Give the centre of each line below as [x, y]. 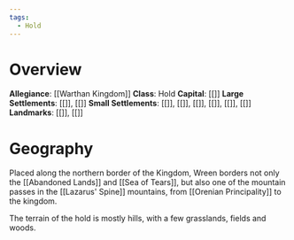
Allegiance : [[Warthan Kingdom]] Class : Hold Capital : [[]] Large [127, 94]
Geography [51, 148]
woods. [23, 228]
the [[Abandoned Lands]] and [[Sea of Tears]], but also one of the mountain [147, 182]
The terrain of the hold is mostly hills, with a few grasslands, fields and [138, 219]
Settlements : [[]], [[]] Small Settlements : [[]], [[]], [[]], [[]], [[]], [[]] [131, 104]
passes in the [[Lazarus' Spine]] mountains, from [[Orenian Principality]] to [145, 192]
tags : [19, 17]
